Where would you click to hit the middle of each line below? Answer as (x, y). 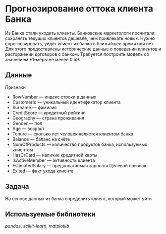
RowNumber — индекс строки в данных (54, 97)
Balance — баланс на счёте (41, 139)
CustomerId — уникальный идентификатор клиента (66, 102)
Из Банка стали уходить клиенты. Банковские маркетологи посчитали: (81, 33)
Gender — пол (27, 123)
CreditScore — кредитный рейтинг (49, 113)
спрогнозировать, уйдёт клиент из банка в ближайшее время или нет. (80, 43)
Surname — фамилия (34, 107)
